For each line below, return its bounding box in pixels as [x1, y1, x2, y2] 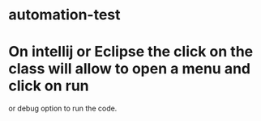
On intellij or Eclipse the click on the [8, 43, 254, 61]
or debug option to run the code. [8, 103, 118, 114]
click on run [8, 77, 89, 95]
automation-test [8, 6, 121, 24]
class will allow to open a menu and [8, 60, 251, 78]
